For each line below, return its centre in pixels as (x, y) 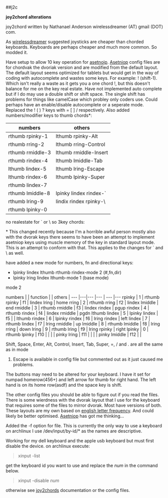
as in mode (17, 350)
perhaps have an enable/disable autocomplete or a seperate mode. (75, 105)
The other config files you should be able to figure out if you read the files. (82, 395)
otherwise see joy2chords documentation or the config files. (68, 490)
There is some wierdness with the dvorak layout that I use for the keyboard (83, 400)
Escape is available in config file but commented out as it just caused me (88, 359)
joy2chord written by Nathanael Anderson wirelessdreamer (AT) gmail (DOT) (84, 27)
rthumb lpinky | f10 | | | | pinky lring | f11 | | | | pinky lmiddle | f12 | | (73, 335)
